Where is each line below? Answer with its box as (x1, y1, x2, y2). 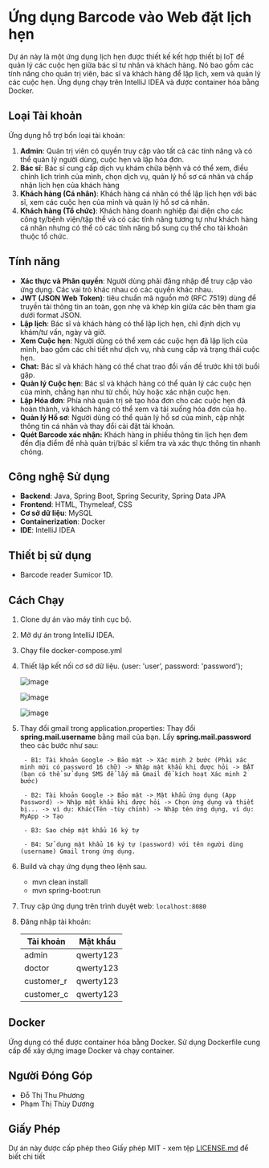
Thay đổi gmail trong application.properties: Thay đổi (19, 724, 196, 733)
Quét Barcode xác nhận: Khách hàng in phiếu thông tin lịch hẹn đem (19, 430, 248, 439)
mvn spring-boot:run (31, 886, 101, 895)
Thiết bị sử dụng (8, 549, 92, 562)
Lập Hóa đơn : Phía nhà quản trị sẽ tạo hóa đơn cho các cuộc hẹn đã (19, 395, 246, 405)
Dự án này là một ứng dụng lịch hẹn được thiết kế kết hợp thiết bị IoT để (8, 51, 245, 61)
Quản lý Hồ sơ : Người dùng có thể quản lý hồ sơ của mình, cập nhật (19, 412, 245, 422)
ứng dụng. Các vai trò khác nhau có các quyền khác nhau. (19, 284, 214, 294)
